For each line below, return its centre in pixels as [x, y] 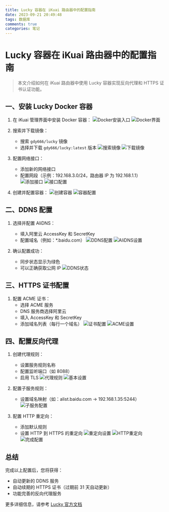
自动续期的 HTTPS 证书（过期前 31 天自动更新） [62, 487]
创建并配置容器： [30, 192]
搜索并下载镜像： [30, 130]
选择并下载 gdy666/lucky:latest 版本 [58, 148]
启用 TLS [29, 378]
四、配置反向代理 [32, 341]
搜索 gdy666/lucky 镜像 [44, 141]
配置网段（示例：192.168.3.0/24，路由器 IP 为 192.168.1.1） [80, 175]
